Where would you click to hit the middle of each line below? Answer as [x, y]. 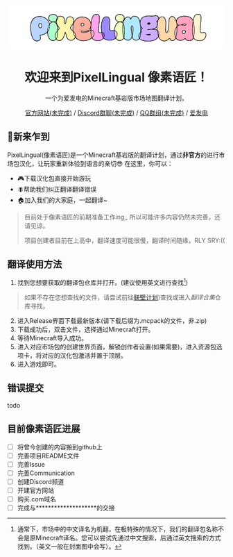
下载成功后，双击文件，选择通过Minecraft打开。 [86, 330]
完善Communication [46, 473]
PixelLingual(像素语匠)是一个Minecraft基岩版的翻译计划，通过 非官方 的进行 [113, 155]
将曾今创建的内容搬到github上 [60, 447]
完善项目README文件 [48, 456]
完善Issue [31, 464]
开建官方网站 [35, 490]
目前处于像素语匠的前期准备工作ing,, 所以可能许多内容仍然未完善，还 [122, 217]
